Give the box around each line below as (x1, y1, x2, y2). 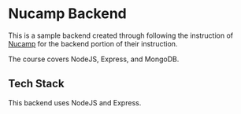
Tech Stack (8, 77, 65, 90)
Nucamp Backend (8, 5, 128, 23)
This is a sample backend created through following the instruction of (8, 31, 234, 40)
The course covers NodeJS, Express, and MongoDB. (8, 54, 180, 64)
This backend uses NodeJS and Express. (8, 97, 142, 107)
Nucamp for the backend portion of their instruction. (8, 39, 178, 48)
